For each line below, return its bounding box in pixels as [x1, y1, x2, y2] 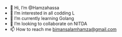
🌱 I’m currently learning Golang [9, 15, 74, 21]
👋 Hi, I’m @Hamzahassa [9, 5, 59, 10]
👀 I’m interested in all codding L [9, 10, 75, 16]
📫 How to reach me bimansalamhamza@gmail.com [9, 26, 117, 32]
